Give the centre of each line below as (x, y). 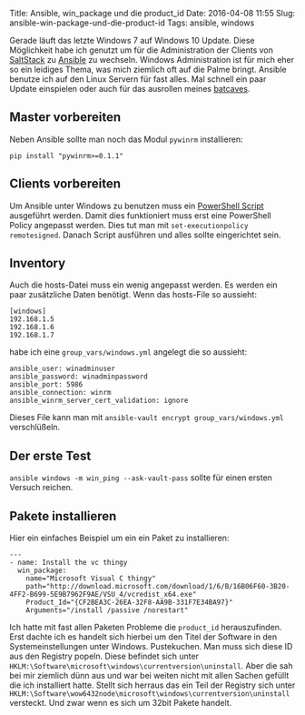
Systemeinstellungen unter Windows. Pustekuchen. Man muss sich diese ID (151, 647)
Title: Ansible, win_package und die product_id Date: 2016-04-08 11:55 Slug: (152, 13)
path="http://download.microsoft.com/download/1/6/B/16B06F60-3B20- (158, 587)
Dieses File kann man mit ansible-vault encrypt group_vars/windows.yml (147, 418)
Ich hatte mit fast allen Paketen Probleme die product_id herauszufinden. (146, 628)
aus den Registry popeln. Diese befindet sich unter (104, 656)
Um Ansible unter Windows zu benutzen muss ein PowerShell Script (137, 206)
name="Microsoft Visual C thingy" (91, 579)
